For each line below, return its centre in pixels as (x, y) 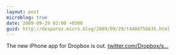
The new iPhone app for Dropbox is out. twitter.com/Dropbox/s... (87, 46)
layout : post (23, 12)
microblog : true (27, 18)
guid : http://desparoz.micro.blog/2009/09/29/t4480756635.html (88, 29)
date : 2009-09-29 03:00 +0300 (45, 23)
